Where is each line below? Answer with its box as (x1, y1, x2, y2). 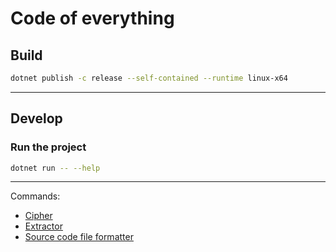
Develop (10, 110, 63, 127)
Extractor (24, 220, 63, 232)
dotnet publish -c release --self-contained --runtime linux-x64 (10, 73, 288, 83)
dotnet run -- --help (10, 163, 101, 173)
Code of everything (10, 7, 175, 30)
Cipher (24, 210, 53, 222)
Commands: (10, 190, 61, 202)
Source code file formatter (24, 231, 134, 243)
